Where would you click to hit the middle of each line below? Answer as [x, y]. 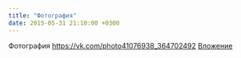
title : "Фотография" [43, 15]
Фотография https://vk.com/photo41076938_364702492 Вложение [120, 45]
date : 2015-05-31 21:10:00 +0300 [64, 23]
